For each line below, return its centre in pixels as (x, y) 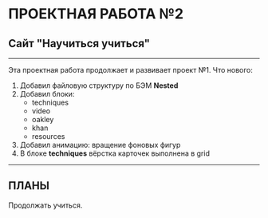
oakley (43, 119)
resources (48, 136)
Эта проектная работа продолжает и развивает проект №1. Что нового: (130, 70)
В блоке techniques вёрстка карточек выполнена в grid (114, 153)
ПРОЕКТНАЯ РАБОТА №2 (96, 14)
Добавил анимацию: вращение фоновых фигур (100, 145)
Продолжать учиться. (45, 205)
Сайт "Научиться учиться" (79, 44)
